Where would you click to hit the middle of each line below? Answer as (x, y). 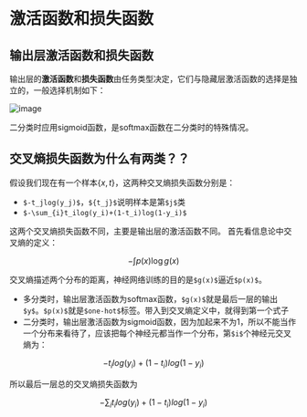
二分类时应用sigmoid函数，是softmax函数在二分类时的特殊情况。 (132, 127)
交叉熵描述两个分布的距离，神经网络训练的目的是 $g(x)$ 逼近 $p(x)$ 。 (138, 279)
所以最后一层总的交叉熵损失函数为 (74, 383)
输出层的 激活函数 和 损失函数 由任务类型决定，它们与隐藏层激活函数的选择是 (149, 79)
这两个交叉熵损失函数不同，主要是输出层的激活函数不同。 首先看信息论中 (147, 231)
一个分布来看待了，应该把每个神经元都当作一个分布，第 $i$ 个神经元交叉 (157, 333)
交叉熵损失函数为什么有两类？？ (100, 159)
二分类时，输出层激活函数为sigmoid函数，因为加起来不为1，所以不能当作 (159, 321)
